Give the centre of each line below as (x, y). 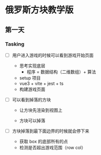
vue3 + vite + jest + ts (41, 83)
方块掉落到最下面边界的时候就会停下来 (50, 131)
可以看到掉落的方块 (31, 100)
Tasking (15, 44)
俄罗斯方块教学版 (40, 10)
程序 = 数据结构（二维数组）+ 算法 (61, 72)
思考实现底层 (32, 65)
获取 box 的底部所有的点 (44, 142)
